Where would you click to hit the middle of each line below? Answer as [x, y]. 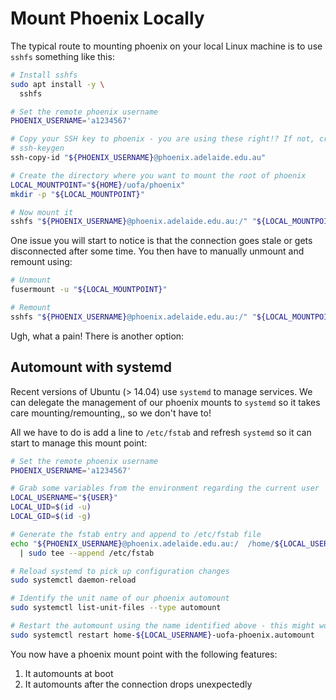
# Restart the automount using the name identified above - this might [162, 626]
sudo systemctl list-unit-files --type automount [116, 608]
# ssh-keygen [37, 148]
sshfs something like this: [62, 56]
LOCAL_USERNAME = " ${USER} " [64, 498]
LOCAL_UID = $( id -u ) [51, 507]
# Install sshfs [44, 75]
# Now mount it [42, 212]
